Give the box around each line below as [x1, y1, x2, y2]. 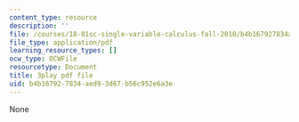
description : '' [9, 21, 69, 30]
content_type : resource [9, 12, 98, 22]
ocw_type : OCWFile [9, 54, 77, 63]
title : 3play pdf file [9, 71, 93, 80]
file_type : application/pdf [9, 37, 114, 47]
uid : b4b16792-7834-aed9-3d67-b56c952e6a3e [9, 79, 174, 88]
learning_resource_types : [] [9, 46, 117, 55]
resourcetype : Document [9, 63, 98, 72]
